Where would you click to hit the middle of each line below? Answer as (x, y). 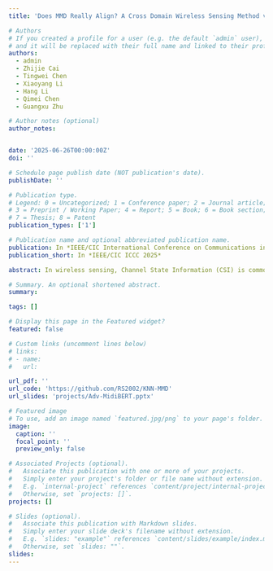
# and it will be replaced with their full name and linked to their (129, 46)
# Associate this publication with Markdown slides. (103, 524)
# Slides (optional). (45, 516)
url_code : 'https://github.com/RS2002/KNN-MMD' (91, 389)
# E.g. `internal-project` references (78, 486)
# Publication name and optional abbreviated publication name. (119, 240)
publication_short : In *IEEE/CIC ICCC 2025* (85, 255)
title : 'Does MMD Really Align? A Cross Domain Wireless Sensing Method (134, 16)
